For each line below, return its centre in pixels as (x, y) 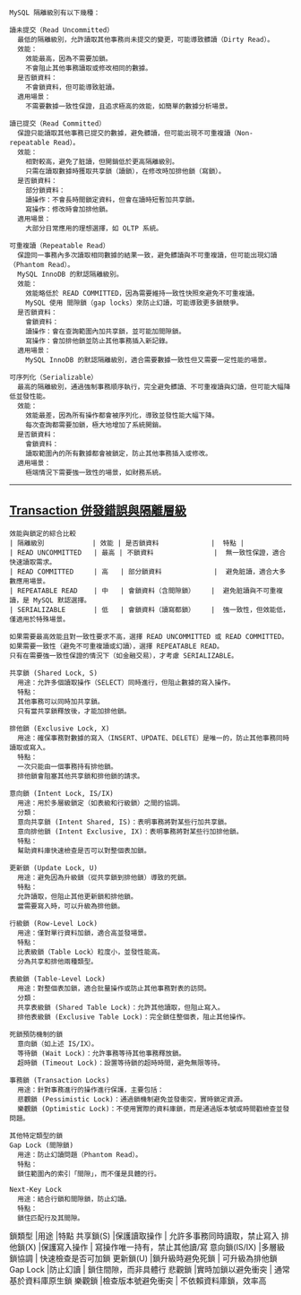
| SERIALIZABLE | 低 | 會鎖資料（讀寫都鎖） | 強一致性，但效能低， (150, 609)
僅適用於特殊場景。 (39, 619)
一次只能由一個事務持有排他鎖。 (68, 766)
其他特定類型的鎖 (36, 1135)
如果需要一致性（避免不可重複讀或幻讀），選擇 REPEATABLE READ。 (116, 646)
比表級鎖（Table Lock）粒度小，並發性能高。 (91, 952)
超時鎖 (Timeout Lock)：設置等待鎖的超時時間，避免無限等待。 (121, 1063)
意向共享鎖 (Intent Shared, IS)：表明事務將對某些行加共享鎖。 (124, 822)
